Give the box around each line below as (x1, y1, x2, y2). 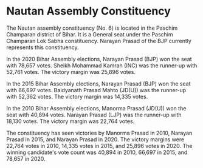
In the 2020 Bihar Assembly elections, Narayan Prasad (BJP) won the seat (6, 55, 193, 62)
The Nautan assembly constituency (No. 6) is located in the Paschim (6, 24, 178, 32)
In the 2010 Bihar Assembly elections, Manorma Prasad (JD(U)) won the (6, 104, 187, 112)
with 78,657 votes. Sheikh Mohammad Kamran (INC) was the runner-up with (6, 62, 198, 69)
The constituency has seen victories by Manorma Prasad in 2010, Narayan (6, 129, 193, 136)
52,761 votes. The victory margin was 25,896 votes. (6, 68, 136, 75)
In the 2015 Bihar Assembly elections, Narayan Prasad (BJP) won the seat (6, 80, 191, 87)
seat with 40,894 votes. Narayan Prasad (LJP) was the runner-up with (6, 111, 182, 118)
